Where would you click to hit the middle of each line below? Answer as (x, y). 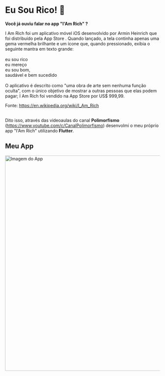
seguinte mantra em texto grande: (39, 49)
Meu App (19, 146)
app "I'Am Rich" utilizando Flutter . (40, 130)
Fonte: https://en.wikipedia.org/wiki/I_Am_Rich (52, 105)
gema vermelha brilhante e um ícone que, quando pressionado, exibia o (78, 43)
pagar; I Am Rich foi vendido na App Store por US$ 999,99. (65, 96)
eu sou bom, (18, 70)
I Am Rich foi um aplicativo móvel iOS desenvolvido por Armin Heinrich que (81, 33)
